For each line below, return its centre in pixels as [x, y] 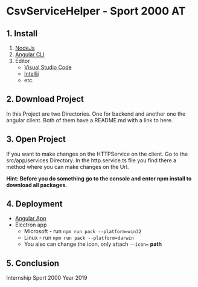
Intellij [31, 74]
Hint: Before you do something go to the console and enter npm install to [99, 178]
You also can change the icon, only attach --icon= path [93, 244]
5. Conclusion [33, 263]
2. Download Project [45, 99]
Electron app [31, 225]
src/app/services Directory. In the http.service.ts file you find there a [91, 160]
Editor [22, 61]
